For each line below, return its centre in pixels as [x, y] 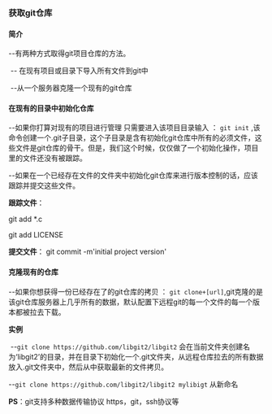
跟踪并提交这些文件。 [44, 185]
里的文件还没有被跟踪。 [47, 158]
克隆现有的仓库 [33, 272]
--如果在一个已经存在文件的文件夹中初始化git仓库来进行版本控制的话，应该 [133, 176]
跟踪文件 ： [26, 203]
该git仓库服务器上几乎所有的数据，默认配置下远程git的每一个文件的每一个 [131, 302]
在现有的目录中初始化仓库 [51, 108]
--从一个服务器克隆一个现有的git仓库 [71, 88]
